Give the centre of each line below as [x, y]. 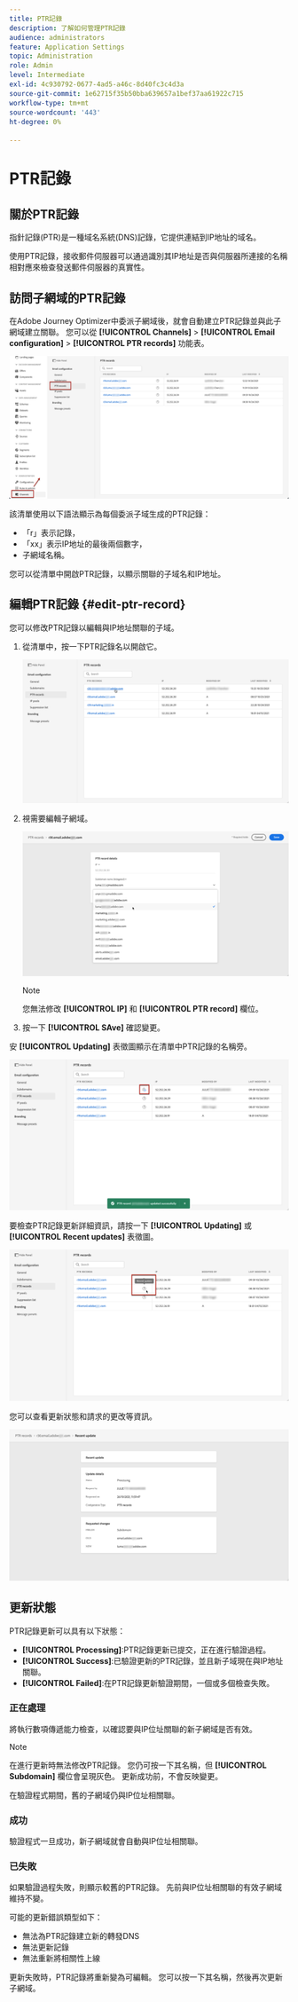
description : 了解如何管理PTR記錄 [67, 28]
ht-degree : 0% [35, 122]
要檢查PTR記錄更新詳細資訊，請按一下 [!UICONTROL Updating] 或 [131, 1226]
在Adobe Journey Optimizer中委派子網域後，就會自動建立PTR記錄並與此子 [145, 320]
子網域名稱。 [45, 555]
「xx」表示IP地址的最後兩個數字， [84, 544]
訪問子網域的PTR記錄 [67, 298]
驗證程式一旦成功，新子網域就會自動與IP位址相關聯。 [106, 1841]
